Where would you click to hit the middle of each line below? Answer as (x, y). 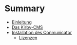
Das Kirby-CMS (27, 27)
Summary (25, 9)
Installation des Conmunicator (42, 32)
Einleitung (22, 22)
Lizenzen (28, 38)
